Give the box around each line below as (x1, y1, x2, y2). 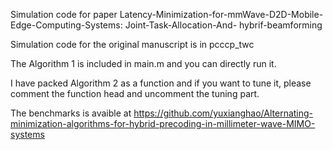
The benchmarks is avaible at (10, 107, 132, 119)
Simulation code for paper (10, 9, 118, 20)
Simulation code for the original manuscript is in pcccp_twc (10, 39, 255, 50)
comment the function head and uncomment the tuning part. (10, 88, 260, 99)
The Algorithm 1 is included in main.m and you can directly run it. (10, 58, 277, 69)
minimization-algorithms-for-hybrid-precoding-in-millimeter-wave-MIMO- (10, 118, 316, 129)
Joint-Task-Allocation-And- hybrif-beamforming (124, 19, 323, 31)
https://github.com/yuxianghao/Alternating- (133, 107, 314, 119)
